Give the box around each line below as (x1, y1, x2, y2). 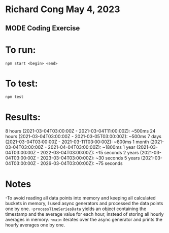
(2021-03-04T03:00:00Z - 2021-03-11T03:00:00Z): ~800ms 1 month (5, 139, 149, 145)
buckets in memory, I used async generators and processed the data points (5, 201, 163, 207)
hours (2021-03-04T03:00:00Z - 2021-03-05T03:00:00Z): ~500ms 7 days (5, 134, 161, 140)
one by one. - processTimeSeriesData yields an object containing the (5, 206, 147, 212)
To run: (5, 44, 36, 55)
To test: (5, 78, 38, 89)
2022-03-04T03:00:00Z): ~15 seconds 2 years (40, 150, 139, 156)
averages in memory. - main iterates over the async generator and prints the (5, 217, 162, 223)
